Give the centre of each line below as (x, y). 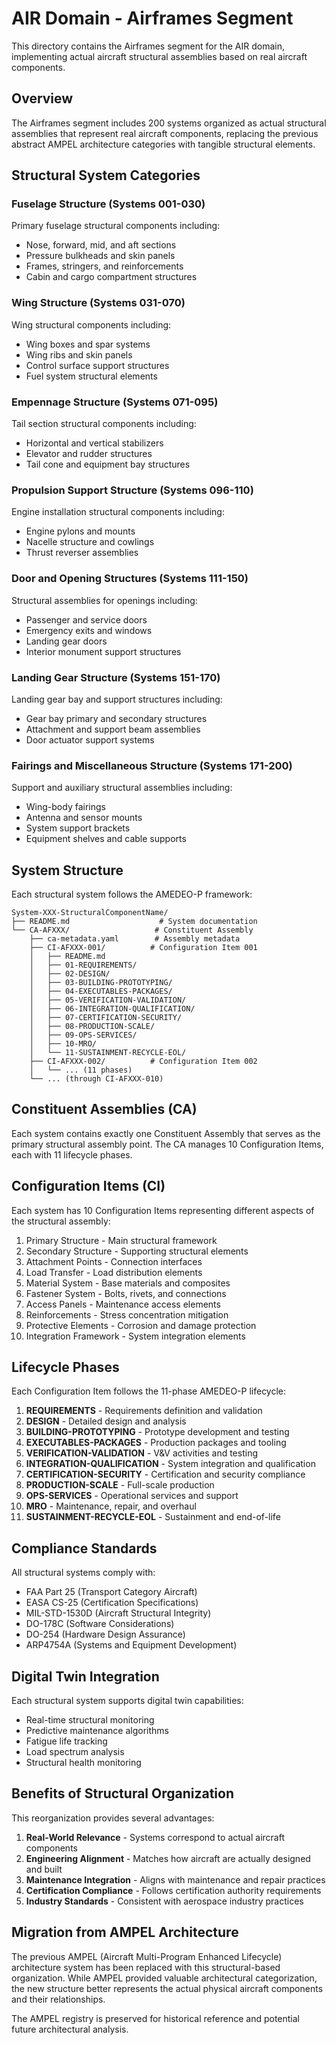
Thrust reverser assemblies (82, 553)
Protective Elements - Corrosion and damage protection (141, 1325)
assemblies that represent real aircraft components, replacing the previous (165, 133)
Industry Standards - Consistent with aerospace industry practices (164, 1901)
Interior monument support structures (103, 651)
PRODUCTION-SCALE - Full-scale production (120, 1485)
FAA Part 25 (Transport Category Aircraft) (111, 1592)
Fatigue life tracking (66, 1741)
